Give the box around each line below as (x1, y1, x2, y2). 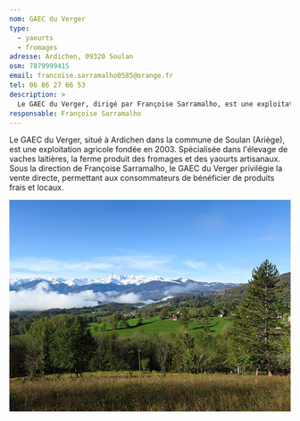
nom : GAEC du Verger (9, 14, 87, 23)
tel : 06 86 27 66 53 (9, 81, 87, 90)
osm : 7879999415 (9, 62, 70, 71)
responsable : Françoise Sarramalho (9, 108, 142, 118)
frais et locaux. (9, 182, 64, 193)
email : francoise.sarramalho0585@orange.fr (9, 72, 174, 81)
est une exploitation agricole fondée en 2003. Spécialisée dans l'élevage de (9, 144, 288, 155)
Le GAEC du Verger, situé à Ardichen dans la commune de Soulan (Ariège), (9, 134, 286, 145)
